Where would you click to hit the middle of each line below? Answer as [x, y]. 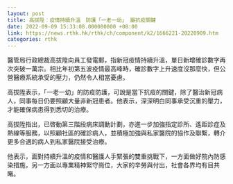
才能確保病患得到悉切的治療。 [50, 110]
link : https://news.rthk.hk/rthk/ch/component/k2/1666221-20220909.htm [113, 33]
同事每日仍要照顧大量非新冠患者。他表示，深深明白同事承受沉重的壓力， [122, 101]
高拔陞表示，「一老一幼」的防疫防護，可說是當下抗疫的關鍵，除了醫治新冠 [112, 92]
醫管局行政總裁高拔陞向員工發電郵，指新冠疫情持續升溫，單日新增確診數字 [113, 60]
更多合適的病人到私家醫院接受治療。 [59, 142]
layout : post [26, 14]
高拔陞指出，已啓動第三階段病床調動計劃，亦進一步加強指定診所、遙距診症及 [116, 124]
